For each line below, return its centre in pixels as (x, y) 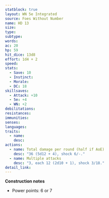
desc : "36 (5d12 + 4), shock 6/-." (49, 154)
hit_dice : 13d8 (20, 55)
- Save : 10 (20, 73)
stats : (12, 68)
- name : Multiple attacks (35, 158)
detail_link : (18, 167)
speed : (12, 64)
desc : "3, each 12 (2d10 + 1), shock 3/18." (59, 163)
